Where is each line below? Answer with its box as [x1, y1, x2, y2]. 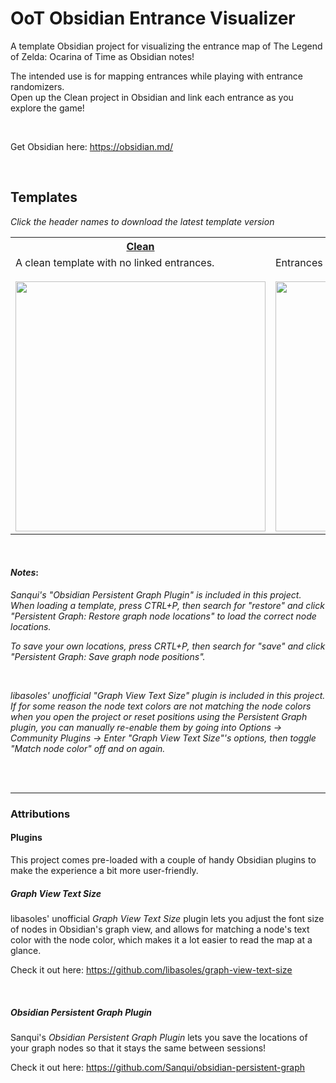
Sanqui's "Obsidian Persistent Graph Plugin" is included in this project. [10, 588, 302, 601]
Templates [10, 189, 78, 206]
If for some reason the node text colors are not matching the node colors [10, 700, 312, 712]
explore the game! [10, 102, 85, 114]
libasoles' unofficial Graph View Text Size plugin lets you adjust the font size [10, 913, 325, 925]
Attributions [10, 807, 71, 821]
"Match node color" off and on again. [10, 742, 166, 754]
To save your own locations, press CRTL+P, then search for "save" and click [10, 640, 326, 652]
